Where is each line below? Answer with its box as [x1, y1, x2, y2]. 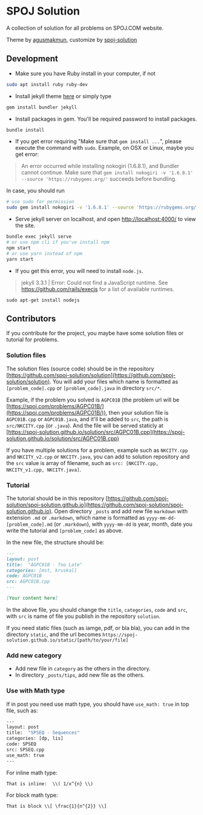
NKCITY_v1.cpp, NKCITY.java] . [6, 466, 82, 473]
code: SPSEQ [6, 741, 36, 747]
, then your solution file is [105, 409, 168, 416]
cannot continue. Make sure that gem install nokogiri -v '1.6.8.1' [21, 169, 193, 176]
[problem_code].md [6, 522, 53, 528]
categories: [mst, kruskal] [6, 567, 78, 574]
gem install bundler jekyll [6, 104, 78, 110]
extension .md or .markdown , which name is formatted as [6, 514, 145, 521]
